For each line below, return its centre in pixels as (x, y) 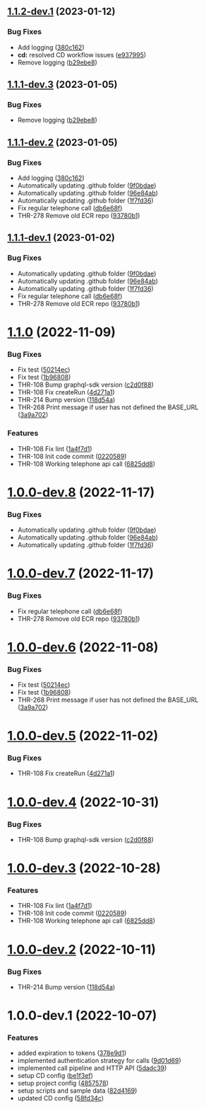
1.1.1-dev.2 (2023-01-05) (62, 142)
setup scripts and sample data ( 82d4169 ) (77, 1091)
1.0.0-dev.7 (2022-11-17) (80, 574)
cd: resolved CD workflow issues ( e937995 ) (82, 55)
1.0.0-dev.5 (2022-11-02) (83, 736)
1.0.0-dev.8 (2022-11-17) (81, 492)
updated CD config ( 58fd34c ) (61, 1098)
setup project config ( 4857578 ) (63, 1084)
